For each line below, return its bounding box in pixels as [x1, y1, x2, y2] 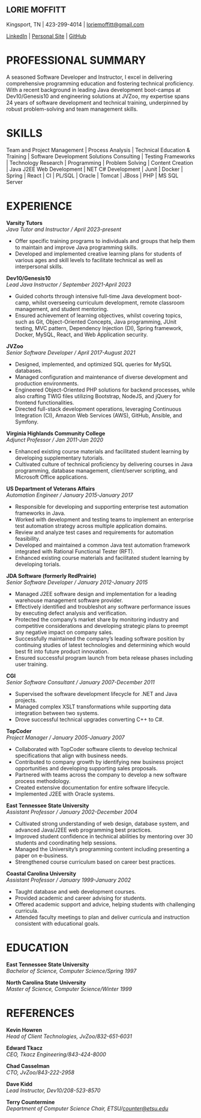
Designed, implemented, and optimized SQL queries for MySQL [14, 360, 172, 367]
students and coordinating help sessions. [14, 839, 117, 846]
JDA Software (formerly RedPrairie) [6, 572, 97, 579]
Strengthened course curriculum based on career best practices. [14, 858, 176, 865]
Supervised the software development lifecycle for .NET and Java [14, 690, 178, 697]
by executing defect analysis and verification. [14, 609, 128, 616]
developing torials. [14, 561, 61, 568]
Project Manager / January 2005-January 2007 [6, 734, 125, 741]
